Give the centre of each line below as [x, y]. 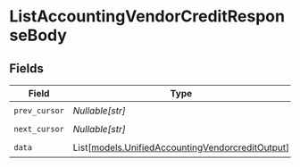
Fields [27, 68]
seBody [38, 35]
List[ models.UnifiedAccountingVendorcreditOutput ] [181, 147]
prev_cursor [39, 110]
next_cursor [39, 129]
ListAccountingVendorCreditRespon [147, 17]
